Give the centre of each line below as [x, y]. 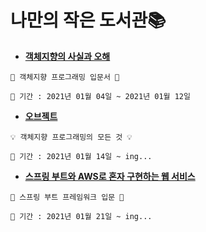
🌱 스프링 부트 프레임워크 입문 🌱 [67, 197]
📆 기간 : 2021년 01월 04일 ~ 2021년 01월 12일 [100, 96]
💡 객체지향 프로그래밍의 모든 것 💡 [71, 137]
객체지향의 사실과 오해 [67, 56]
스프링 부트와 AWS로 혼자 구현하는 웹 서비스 [110, 176]
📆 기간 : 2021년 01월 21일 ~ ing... [81, 216]
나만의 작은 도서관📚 [88, 20]
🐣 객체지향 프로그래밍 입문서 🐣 [65, 77]
